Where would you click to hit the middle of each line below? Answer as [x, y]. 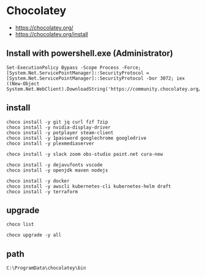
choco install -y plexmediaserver [51, 143]
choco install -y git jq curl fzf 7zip [57, 122]
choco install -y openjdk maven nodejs [57, 170]
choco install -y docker [38, 181]
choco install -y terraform [42, 192]
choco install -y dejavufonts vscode [55, 165]
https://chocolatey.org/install [51, 34]
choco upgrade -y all [34, 235]
